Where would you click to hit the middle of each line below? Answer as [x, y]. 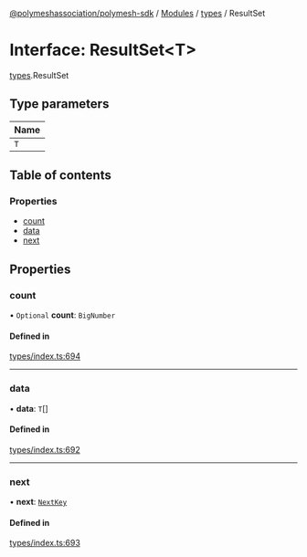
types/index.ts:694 [45, 356]
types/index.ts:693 [45, 543]
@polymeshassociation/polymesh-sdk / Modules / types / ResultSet [138, 13]
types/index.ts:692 [45, 449]
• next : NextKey [38, 502]
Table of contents [60, 176]
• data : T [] [29, 408]
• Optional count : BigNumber [63, 315]
